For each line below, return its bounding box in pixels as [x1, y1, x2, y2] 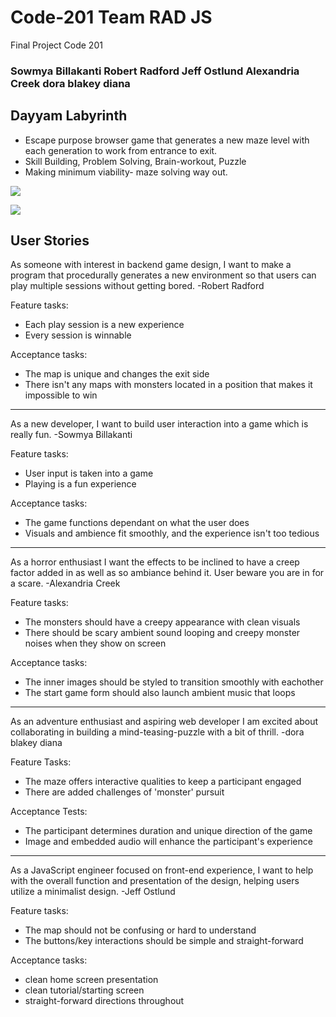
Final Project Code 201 [10, 39, 103, 51]
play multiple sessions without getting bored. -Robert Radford [10, 280, 265, 292]
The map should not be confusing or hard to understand [24, 924, 257, 936]
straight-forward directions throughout [24, 995, 185, 1007]
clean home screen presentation [24, 974, 159, 986]
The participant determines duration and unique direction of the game [24, 825, 313, 837]
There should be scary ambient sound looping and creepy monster [24, 627, 301, 639]
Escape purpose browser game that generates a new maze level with [24, 134, 310, 146]
